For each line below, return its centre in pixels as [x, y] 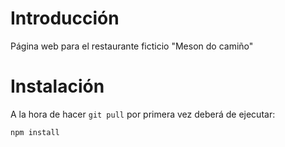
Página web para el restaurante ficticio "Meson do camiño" [132, 46]
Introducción [65, 18]
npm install [35, 132]
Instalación [57, 86]
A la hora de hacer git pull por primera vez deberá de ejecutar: [143, 114]
